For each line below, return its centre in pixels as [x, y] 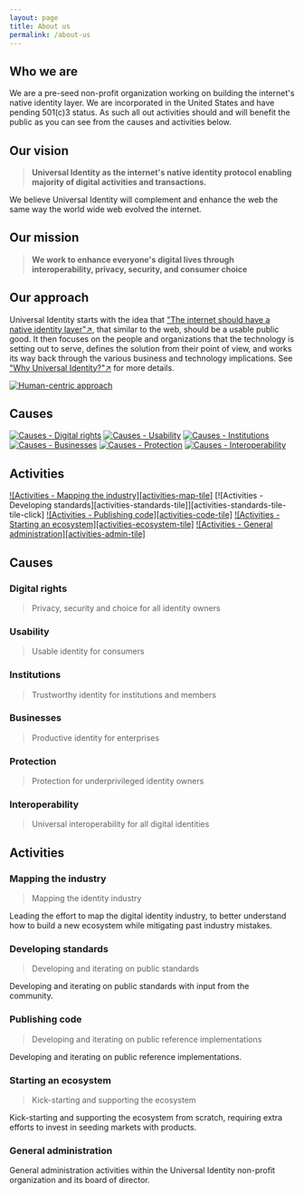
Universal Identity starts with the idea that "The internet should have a [140, 319]
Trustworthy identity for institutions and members [124, 694]
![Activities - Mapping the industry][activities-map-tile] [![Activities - [137, 496]
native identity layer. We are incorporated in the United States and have [142, 103]
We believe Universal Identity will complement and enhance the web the [144, 199]
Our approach [49, 298]
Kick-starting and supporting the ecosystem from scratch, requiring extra [146, 1117]
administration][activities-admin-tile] [78, 534]
